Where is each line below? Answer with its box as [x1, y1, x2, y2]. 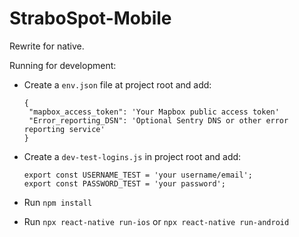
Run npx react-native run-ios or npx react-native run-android [23, 215, 290, 227]
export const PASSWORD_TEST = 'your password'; [23, 178, 226, 189]
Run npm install [23, 196, 93, 208]
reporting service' [23, 124, 106, 134]
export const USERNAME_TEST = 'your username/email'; [23, 170, 253, 180]
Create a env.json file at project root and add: [23, 78, 212, 91]
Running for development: [9, 59, 117, 71]
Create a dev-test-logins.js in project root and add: [23, 150, 242, 162]
